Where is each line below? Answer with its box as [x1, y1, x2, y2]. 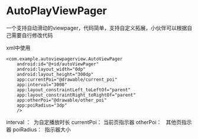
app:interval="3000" [17, 81, 67, 88]
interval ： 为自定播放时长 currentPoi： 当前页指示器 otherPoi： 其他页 [6, 118, 182, 125]
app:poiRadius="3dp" [17, 102, 67, 108]
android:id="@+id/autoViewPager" [17, 61, 99, 67]
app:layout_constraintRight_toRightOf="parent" [17, 92, 136, 98]
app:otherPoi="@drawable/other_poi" [17, 97, 108, 103]
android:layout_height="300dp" [17, 71, 94, 77]
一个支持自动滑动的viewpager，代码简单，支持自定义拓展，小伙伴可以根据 [6, 24, 187, 31]
